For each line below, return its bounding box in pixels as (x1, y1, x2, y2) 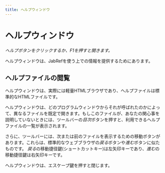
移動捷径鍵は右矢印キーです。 (5, 152, 65, 158)
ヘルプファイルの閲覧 (5, 74, 70, 82)
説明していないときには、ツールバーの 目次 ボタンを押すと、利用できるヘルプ (5, 117, 160, 123)
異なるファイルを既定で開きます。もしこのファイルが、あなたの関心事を (13, 111, 160, 117)
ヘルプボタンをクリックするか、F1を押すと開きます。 (5, 47, 113, 53)
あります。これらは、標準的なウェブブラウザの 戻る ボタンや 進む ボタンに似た (5, 139, 160, 146)
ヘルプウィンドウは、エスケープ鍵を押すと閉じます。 (5, 163, 112, 169)
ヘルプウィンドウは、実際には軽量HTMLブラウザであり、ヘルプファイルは (5, 87, 156, 94)
